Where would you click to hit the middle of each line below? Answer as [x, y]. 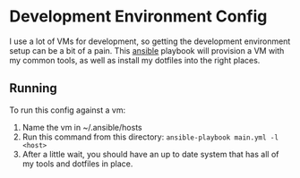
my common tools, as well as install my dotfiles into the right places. [135, 60]
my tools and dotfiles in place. [77, 164]
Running [34, 88]
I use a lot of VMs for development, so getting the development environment [150, 41]
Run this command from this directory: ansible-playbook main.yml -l [150, 137]
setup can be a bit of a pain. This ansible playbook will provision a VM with [147, 50]
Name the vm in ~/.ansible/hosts [82, 127]
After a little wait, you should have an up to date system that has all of [150, 154]
